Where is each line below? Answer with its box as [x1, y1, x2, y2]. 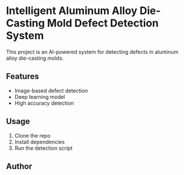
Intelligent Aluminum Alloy [6, 4, 138, 18]
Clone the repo [14, 132, 51, 139]
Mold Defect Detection [47, 16, 159, 30]
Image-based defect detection [14, 87, 88, 94]
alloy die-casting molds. [6, 54, 64, 61]
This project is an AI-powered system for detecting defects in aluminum [6, 48, 179, 55]
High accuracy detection [14, 99, 74, 107]
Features [6, 71, 39, 81]
